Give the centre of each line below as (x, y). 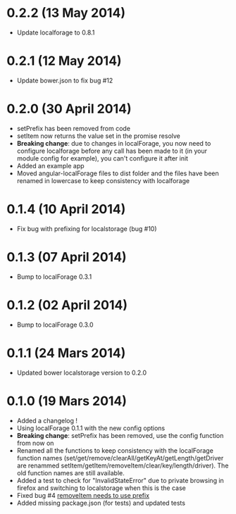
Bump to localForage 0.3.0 (55, 325)
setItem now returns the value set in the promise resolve (99, 136)
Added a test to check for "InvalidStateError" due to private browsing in (120, 480)
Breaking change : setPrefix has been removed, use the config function (120, 435)
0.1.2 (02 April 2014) (67, 305)
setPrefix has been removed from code (74, 128)
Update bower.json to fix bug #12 (65, 80)
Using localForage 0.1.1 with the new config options (91, 428)
